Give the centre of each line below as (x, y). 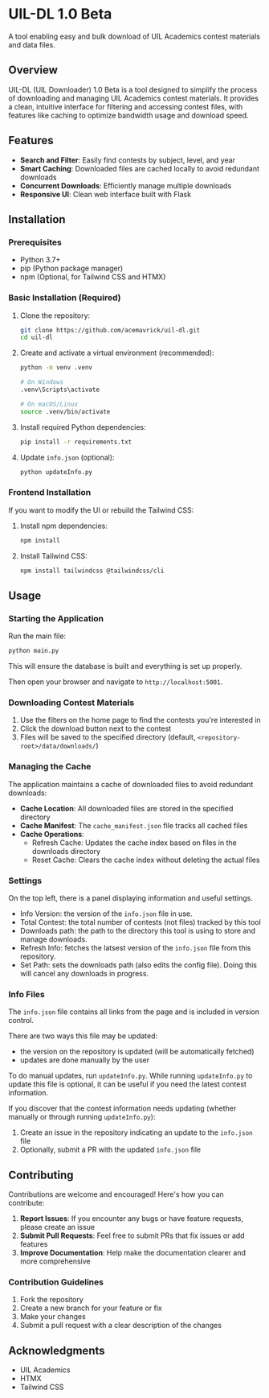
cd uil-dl (37, 338)
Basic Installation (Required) (65, 298)
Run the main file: (37, 636)
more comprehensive (55, 1261)
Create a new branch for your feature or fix (91, 1308)
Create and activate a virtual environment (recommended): (117, 353)
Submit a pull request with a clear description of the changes (121, 1326)
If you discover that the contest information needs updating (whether (122, 1108)
